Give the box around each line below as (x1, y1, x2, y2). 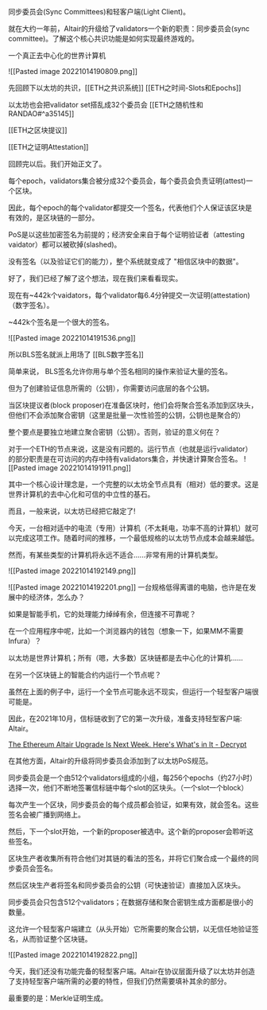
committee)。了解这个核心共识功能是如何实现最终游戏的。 (8, 34, 199, 43)
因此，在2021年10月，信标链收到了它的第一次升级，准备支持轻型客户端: (8, 714, 242, 723)
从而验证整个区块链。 (21, 934, 92, 943)
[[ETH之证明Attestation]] (8, 142, 89, 151)
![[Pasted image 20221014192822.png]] (8, 950, 137, 959)
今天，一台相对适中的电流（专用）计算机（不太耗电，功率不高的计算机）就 (8, 524, 252, 532)
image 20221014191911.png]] (37, 463, 131, 472)
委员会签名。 (14, 864, 57, 873)
